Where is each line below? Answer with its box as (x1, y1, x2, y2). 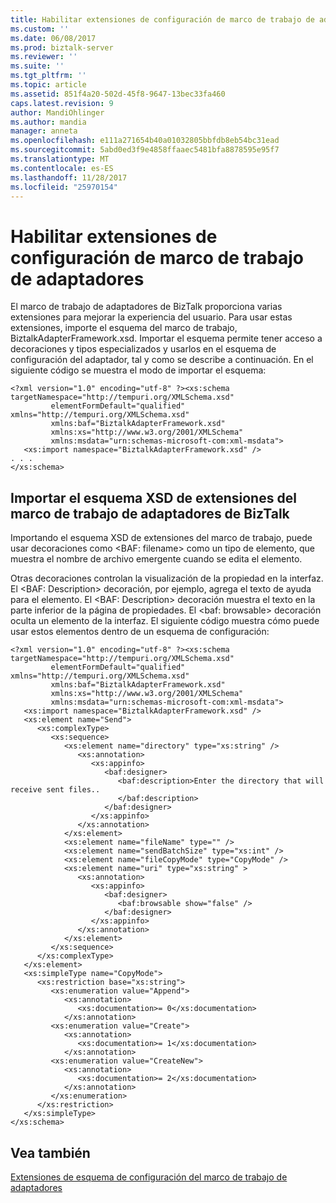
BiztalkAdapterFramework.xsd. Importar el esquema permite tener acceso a (10, 332, 323, 345)
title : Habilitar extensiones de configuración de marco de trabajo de (10, 14, 315, 25)
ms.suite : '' (10, 61, 65, 71)
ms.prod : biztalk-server (10, 42, 114, 53)
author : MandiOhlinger (10, 107, 105, 118)
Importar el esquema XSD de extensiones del (10, 489, 297, 506)
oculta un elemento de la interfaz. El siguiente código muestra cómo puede (10, 615, 320, 627)
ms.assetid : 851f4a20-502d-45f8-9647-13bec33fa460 (10, 89, 226, 99)
